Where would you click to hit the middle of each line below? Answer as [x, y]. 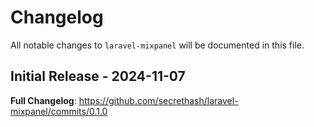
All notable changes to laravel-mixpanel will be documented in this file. [157, 45]
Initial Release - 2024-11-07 [98, 76]
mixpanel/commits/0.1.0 [59, 111]
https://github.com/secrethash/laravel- [158, 100]
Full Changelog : [43, 100]
